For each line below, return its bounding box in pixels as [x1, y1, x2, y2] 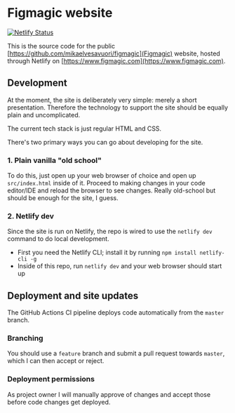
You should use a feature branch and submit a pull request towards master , [7, 349, 225, 358]
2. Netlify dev [7, 211, 55, 221]
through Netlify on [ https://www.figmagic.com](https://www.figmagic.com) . [7, 56, 226, 65]
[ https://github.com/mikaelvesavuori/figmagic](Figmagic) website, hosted [7, 49, 221, 58]
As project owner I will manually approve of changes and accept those [7, 390, 211, 398]
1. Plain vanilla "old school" [7, 155, 102, 165]
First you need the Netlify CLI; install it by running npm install [17, 248, 197, 257]
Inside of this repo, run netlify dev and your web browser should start [17, 262, 222, 270]
